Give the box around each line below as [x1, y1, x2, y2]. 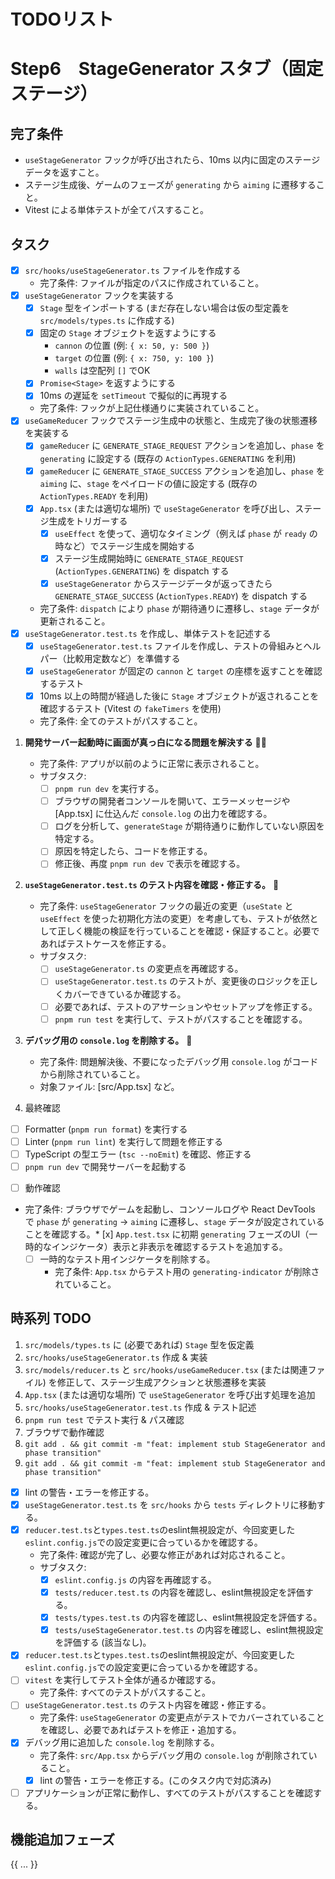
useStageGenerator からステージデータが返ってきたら [54, 577, 273, 589]
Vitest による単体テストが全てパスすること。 [24, 204, 209, 216]
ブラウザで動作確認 [24, 1426, 105, 1438]
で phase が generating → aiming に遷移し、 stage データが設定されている [24, 1215, 325, 1227]
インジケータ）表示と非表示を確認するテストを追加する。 [51, 1240, 288, 1252]
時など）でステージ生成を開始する [54, 540, 196, 552]
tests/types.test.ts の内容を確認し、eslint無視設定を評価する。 [54, 1611, 323, 1624]
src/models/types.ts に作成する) [39, 315, 175, 327]
